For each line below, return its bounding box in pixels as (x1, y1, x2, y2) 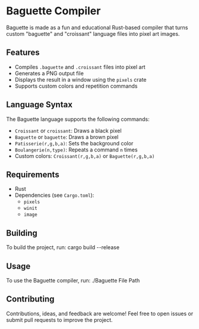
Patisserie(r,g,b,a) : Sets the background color (14, 139, 134, 147)
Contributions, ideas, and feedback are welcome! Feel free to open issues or (6, 310, 194, 317)
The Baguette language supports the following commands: (6, 115, 150, 123)
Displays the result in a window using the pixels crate (14, 76, 147, 83)
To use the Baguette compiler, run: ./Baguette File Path (6, 277, 140, 284)
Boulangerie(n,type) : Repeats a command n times (14, 146, 138, 153)
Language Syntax (6, 100, 73, 110)
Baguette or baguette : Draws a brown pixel (14, 133, 119, 141)
